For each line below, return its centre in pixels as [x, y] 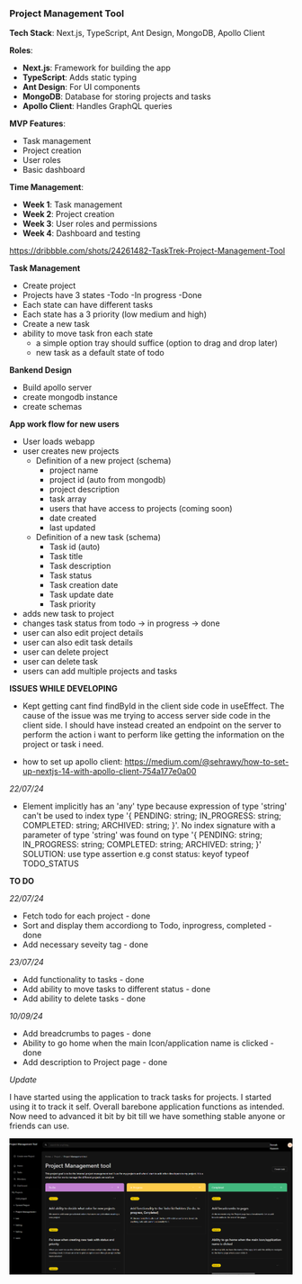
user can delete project [66, 652]
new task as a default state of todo [100, 353]
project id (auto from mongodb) [107, 480]
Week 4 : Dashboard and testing [81, 233]
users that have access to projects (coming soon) [141, 509]
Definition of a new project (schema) [103, 461]
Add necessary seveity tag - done [85, 945]
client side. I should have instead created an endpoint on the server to [151, 725]
